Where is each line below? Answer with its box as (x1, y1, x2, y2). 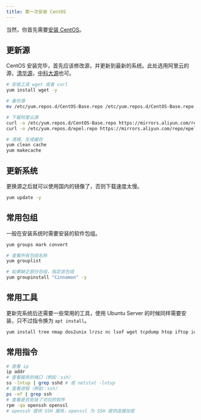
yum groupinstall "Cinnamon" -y (6, 274, 87, 280)
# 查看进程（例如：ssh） (6, 386, 60, 392)
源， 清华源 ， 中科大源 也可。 (6, 70, 75, 77)
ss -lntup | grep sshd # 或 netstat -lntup (6, 380, 115, 386)
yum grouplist (6, 258, 42, 264)
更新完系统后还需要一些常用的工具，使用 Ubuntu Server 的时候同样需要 (6, 309, 181, 316)
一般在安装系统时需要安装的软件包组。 (6, 229, 100, 237)
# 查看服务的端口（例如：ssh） (6, 374, 74, 380)
